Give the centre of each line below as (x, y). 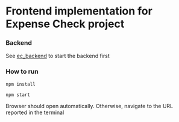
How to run (22, 72)
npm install (20, 84)
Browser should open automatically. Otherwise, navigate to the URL (89, 106)
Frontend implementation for (79, 11)
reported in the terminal (35, 112)
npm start (18, 95)
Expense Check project (65, 24)
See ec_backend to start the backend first (58, 56)
